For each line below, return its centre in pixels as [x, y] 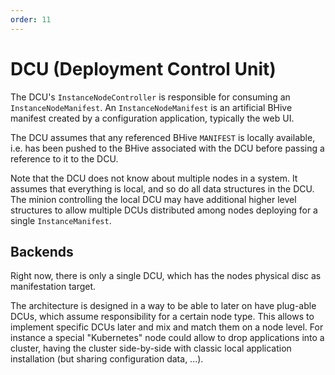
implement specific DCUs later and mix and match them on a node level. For [167, 327]
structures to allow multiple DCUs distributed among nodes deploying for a [164, 210]
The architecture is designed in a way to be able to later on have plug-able [163, 306]
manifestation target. [53, 287]
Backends [42, 251]
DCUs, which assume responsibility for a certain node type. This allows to [162, 317]
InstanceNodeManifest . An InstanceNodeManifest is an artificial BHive [151, 107]
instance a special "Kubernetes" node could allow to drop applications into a [167, 338]
